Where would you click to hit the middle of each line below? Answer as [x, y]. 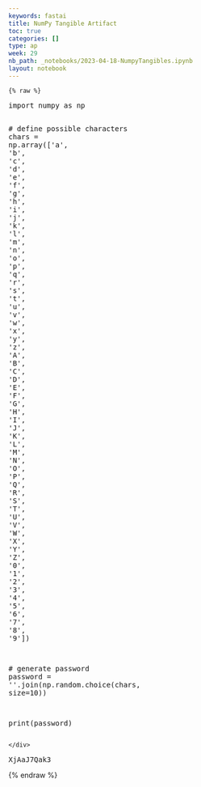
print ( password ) [40, 723]
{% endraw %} [33, 775]
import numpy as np [47, 105]
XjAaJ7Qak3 [30, 759]
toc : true [25, 31]
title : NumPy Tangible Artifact [63, 23]
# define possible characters [68, 129]
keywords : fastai [38, 16]
